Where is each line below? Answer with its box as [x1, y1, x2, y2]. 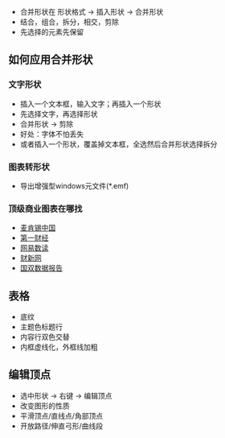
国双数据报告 [19, 263, 63, 273]
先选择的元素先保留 [19, 27, 84, 36]
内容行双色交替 [19, 333, 70, 342]
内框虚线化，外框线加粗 [19, 342, 98, 352]
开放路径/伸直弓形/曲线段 [19, 421, 103, 431]
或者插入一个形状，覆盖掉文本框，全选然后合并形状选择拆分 [19, 139, 218, 149]
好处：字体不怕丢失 [19, 129, 84, 138]
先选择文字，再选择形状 [19, 109, 98, 118]
